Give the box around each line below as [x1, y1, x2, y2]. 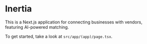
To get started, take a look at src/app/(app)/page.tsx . [5, 33, 113, 39]
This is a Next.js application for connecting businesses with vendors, [5, 19, 143, 25]
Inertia [5, 3, 33, 14]
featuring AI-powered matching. [5, 24, 69, 30]
